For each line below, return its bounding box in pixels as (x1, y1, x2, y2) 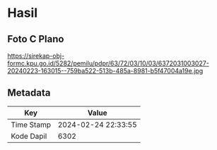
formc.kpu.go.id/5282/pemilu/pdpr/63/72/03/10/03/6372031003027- (7, 59, 210, 68)
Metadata (7, 87, 51, 99)
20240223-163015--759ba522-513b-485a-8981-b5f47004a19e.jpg (7, 67, 204, 75)
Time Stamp (11, 120, 52, 130)
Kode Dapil (11, 131, 47, 141)
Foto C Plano (7, 33, 64, 45)
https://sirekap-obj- (7, 51, 65, 60)
